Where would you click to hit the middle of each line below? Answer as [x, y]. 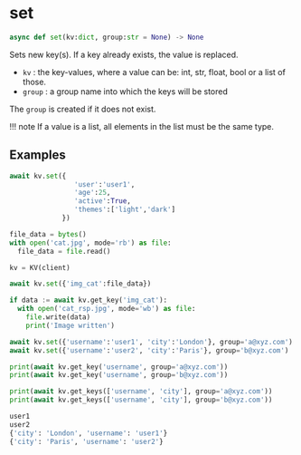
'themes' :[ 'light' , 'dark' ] [125, 210]
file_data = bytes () [48, 234]
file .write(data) [58, 317]
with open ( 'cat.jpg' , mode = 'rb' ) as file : [90, 243]
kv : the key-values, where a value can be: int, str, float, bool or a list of [154, 72]
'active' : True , [102, 201]
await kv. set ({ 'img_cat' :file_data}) [80, 284]
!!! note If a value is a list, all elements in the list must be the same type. [141, 126]
